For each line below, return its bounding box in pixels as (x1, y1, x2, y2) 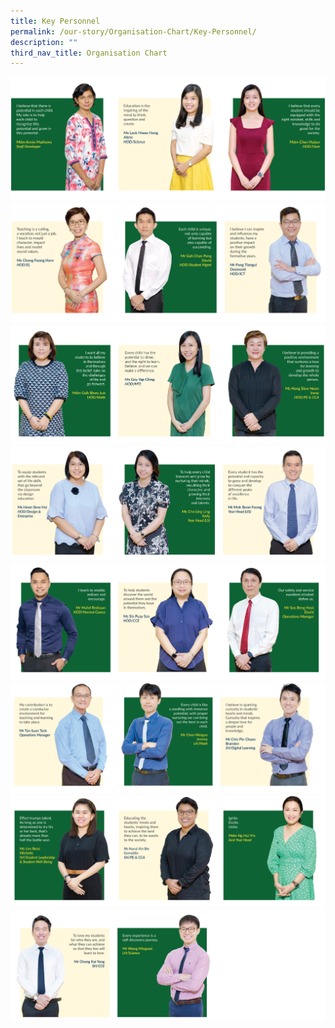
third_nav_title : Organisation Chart (10, 48, 168, 58)
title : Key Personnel (10, 16, 101, 26)
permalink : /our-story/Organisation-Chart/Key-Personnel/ (10, 26, 257, 37)
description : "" (10, 37, 78, 47)
